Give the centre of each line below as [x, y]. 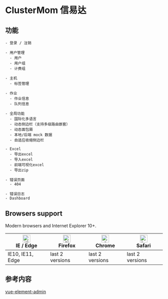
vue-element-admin [26, 291]
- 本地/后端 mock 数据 [31, 135]
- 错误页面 [15, 180]
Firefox [67, 245]
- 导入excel [21, 159]
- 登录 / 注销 [18, 43]
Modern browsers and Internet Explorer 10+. [51, 225]
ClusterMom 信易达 [46, 10]
